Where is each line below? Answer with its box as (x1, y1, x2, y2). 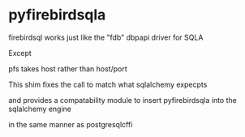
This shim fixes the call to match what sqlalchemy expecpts (8, 79, 208, 89)
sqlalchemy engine (8, 104, 71, 113)
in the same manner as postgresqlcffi (8, 119, 133, 129)
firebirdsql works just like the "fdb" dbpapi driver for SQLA (8, 32, 204, 42)
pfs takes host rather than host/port (8, 63, 127, 74)
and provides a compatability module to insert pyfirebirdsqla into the (8, 95, 237, 105)
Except (8, 48, 32, 58)
